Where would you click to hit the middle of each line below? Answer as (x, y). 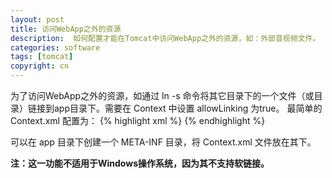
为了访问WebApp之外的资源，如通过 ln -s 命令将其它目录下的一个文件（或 (162, 95)
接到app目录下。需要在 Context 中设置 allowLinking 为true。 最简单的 (179, 108)
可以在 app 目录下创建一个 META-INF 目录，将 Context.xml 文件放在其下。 (163, 142)
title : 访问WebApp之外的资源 (66, 29)
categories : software (55, 47)
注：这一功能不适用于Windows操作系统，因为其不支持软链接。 (140, 163)
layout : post (37, 19)
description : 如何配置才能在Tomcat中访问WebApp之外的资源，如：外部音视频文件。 (165, 38)
